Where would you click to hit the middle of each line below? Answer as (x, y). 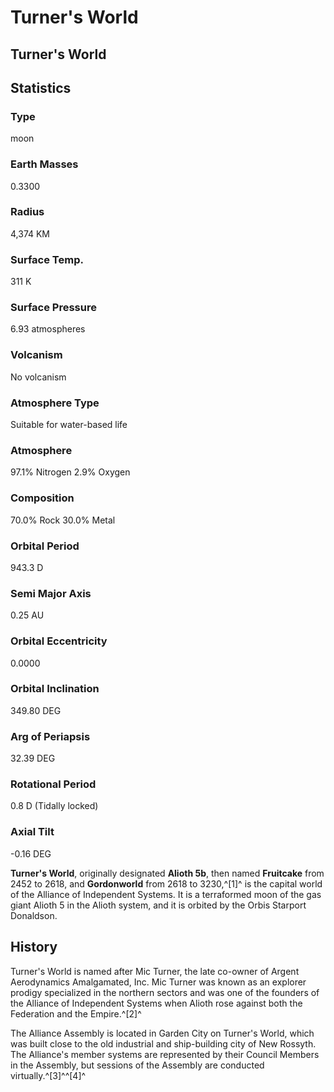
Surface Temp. (47, 259)
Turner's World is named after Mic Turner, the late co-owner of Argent (155, 971)
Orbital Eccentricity (59, 641)
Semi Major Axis (51, 593)
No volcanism (38, 377)
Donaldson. (34, 915)
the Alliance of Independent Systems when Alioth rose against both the (156, 1003)
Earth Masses (44, 164)
